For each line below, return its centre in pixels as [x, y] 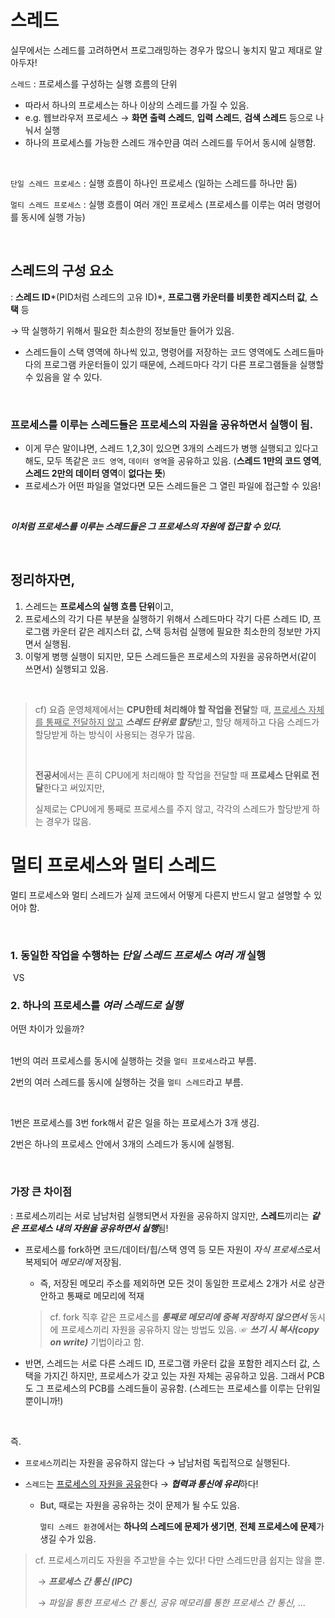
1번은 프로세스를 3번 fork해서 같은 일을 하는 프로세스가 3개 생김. [135, 1123]
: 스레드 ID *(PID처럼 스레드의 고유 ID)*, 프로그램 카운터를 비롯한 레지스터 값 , [159, 297]
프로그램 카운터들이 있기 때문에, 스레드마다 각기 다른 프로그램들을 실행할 [184, 364]
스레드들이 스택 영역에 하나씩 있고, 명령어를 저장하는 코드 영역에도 [153, 352]
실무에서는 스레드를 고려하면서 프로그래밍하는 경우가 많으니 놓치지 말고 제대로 [161, 50]
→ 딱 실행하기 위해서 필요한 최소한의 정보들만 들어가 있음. [122, 330]
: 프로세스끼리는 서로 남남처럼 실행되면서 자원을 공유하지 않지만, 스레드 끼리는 [160, 1215]
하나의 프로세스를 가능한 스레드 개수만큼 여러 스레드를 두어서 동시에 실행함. [170, 142]
